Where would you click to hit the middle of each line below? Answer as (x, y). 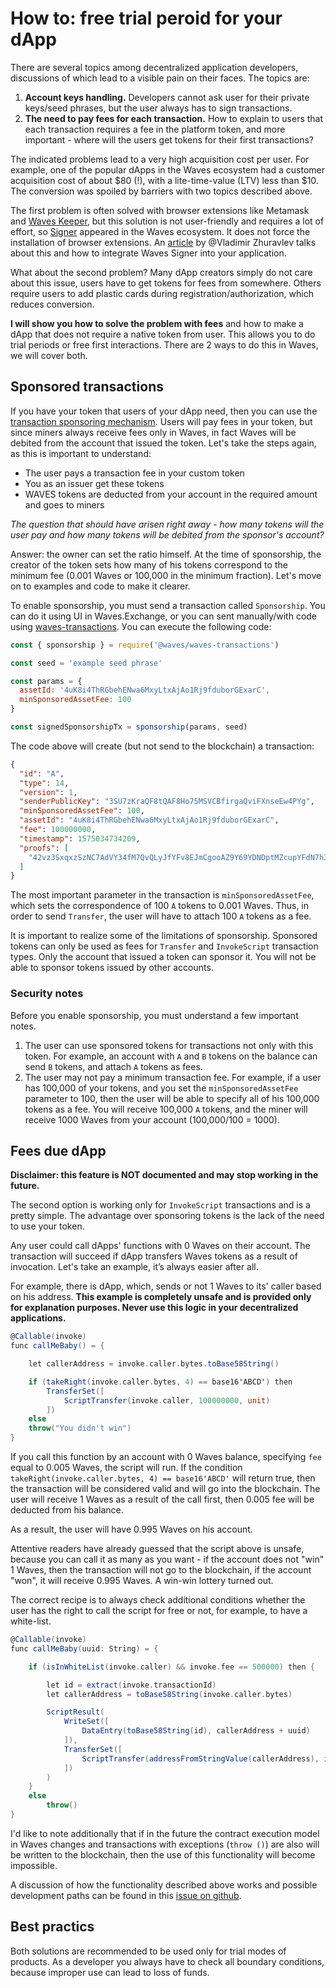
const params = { (46, 681)
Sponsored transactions (87, 387)
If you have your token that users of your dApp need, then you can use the (164, 411)
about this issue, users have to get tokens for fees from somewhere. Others (166, 283)
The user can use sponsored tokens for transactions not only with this (169, 1045)
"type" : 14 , (44, 783)
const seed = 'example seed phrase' (86, 663)
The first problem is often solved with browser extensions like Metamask (160, 210)
